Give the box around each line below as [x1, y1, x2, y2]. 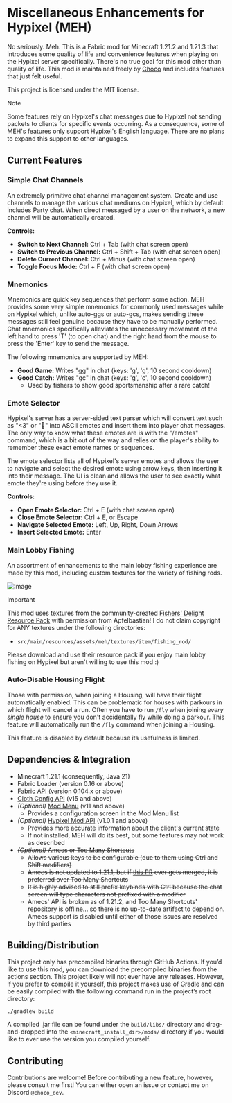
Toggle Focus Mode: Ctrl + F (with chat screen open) [17, 262, 170, 270]
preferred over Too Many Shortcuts [27, 875, 129, 883]
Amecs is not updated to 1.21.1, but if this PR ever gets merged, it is [27, 868, 218, 876]
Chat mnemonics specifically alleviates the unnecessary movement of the [7, 324, 218, 333]
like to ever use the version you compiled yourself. [7, 1035, 151, 1043]
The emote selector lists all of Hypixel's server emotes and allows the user [7, 457, 220, 465]
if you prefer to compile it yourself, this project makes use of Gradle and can [7, 980, 224, 989]
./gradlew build [7, 1008, 54, 1015]
